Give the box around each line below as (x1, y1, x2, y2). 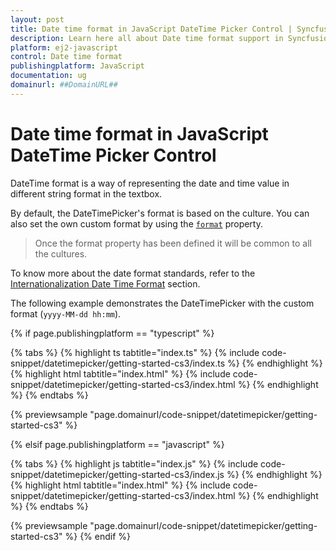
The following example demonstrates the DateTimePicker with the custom (10, 297, 315, 309)
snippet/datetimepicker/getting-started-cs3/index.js (10, 468, 225, 480)
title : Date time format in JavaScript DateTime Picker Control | (10, 24, 293, 34)
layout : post (10, 14, 65, 25)
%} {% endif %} (64, 530, 132, 542)
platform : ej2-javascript (10, 42, 118, 53)
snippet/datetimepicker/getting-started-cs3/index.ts (10, 357, 226, 369)
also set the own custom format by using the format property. (10, 217, 263, 230)
